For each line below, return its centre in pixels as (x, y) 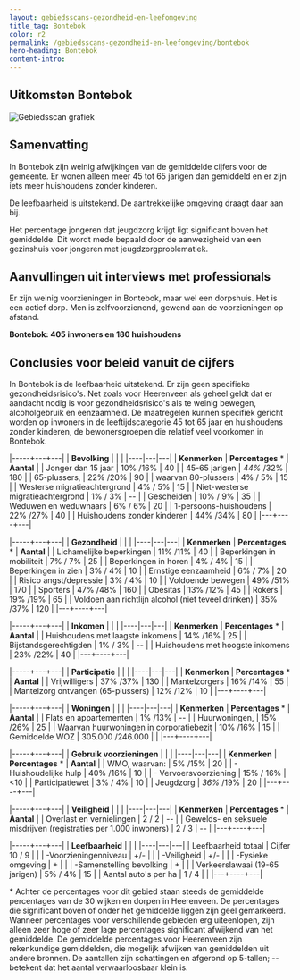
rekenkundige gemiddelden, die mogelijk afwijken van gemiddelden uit (139, 949)
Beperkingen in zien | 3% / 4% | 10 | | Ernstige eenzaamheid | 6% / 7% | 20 (148, 571)
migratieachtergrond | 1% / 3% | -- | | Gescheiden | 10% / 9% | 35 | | (135, 496)
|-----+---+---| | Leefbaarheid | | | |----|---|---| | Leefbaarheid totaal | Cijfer (150, 846)
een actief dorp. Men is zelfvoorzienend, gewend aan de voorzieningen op (146, 308)
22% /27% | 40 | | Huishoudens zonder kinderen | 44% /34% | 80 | (133, 516)
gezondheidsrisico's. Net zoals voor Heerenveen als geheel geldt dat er (141, 393)
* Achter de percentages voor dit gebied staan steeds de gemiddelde (137, 891)
